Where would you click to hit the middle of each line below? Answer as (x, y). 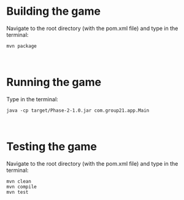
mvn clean (19, 181)
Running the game (54, 83)
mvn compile (21, 187)
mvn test (17, 192)
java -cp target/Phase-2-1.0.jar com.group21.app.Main (78, 110)
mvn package (21, 46)
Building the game (54, 11)
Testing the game (52, 147)
